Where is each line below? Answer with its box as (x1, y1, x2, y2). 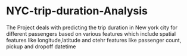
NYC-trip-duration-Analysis (6, 4, 148, 18)
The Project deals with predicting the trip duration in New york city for (6, 24, 177, 31)
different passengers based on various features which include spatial (6, 30, 176, 37)
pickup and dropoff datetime (6, 43, 76, 50)
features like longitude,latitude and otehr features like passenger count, (6, 36, 182, 43)
